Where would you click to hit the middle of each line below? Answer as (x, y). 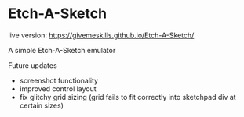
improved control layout (58, 89)
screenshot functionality (59, 80)
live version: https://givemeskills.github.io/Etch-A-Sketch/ (101, 35)
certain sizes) (42, 105)
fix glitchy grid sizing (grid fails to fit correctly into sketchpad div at (128, 97)
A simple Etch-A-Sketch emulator (62, 50)
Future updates (33, 65)
